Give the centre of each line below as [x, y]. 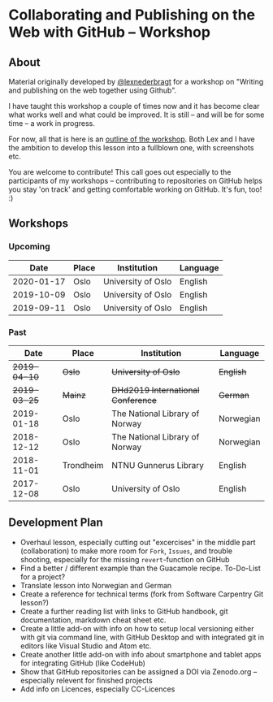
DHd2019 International [156, 390]
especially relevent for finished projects [86, 680]
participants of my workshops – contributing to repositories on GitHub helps [135, 181]
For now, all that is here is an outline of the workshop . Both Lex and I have [132, 139]
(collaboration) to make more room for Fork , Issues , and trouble [126, 551]
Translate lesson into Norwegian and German [96, 585]
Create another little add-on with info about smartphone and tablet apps [141, 654]
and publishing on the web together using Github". [93, 90]
